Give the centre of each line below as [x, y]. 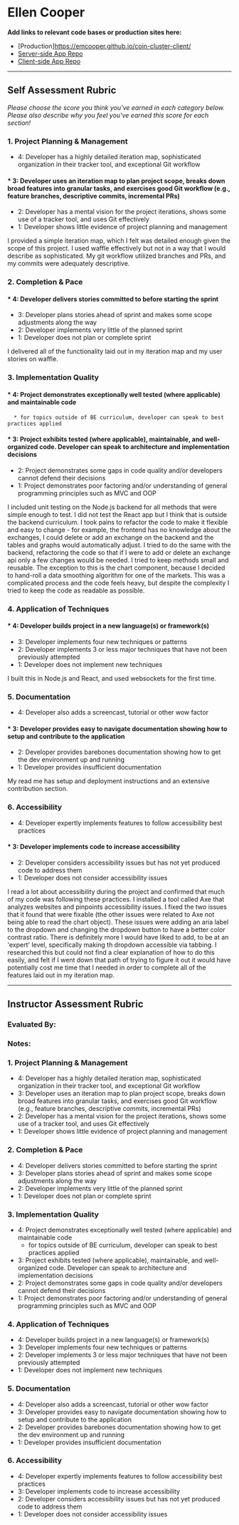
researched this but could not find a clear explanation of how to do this [111, 952]
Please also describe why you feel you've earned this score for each [108, 115]
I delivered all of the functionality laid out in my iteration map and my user [115, 351]
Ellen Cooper [46, 12]
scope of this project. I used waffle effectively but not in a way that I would [117, 248]
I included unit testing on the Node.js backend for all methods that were [112, 507]
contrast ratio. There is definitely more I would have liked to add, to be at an [118, 937]
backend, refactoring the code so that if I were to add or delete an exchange [119, 552]
